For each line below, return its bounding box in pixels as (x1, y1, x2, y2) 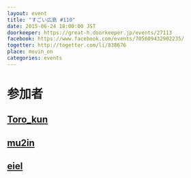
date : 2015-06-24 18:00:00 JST (7, 23, 96, 29)
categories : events (7, 55, 63, 62)
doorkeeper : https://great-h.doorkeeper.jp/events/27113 (7, 29, 173, 36)
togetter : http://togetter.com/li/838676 (7, 42, 127, 49)
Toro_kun (7, 114, 48, 125)
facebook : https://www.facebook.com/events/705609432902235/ (7, 36, 185, 42)
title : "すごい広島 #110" (7, 16, 76, 23)
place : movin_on (7, 49, 53, 55)
